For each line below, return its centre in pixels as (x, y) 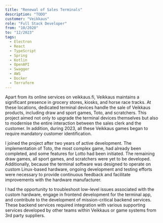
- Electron (21, 42)
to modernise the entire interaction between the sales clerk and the (73, 123)
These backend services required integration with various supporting (75, 205)
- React (17, 46)
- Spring (18, 55)
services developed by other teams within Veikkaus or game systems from (81, 210)
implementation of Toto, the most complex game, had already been (73, 148)
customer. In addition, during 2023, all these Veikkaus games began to (77, 128)
